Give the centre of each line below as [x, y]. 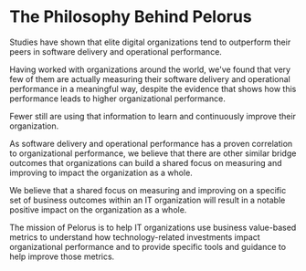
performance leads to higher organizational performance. [117, 99]
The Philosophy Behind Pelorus [131, 17]
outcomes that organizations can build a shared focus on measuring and [146, 162]
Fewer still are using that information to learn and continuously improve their [153, 116]
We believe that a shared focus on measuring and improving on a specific [148, 190]
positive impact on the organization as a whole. [98, 209]
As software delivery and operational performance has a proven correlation [151, 143]
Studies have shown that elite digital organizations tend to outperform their [150, 42]
